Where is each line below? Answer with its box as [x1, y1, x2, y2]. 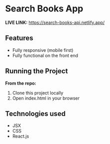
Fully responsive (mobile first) [12, 47, 74, 53]
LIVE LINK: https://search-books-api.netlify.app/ [5, 19, 105, 25]
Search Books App [5, 3, 84, 14]
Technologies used [5, 109, 66, 118]
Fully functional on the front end [12, 52, 79, 58]
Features [5, 34, 33, 42]
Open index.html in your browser [12, 95, 80, 101]
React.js [12, 133, 29, 140]
